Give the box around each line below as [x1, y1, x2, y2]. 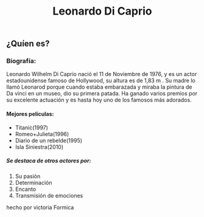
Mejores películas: [6, 111, 54, 118]
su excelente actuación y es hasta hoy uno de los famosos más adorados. [6, 96, 192, 104]
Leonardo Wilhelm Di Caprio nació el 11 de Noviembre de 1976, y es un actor [6, 71, 197, 78]
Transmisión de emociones [15, 191, 83, 199]
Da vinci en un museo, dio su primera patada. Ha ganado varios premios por [6, 90, 198, 97]
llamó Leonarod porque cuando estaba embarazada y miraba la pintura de [6, 83, 192, 91]
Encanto [15, 185, 37, 193]
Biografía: [6, 57, 37, 65]
